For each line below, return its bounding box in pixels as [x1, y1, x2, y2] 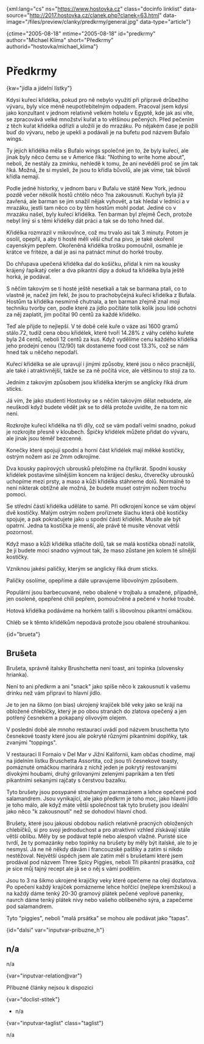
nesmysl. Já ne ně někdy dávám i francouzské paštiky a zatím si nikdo [6, 845, 183, 853]
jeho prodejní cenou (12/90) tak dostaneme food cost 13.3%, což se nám [6, 341, 189, 349]
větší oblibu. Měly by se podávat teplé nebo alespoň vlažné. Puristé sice [6, 832, 188, 840]
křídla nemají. [6, 173, 40, 180]
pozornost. [6, 528, 33, 535]
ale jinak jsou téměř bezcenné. [6, 434, 83, 442]
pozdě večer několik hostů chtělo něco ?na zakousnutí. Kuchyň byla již [6, 191, 184, 198]
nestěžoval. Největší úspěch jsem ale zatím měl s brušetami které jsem [6, 852, 184, 859]
